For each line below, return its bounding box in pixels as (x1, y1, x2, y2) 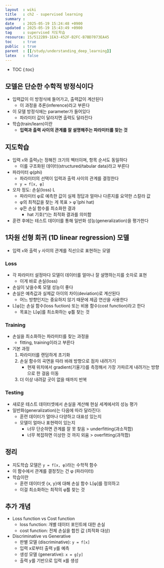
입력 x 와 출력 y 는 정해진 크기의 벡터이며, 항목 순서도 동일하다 (12, 157, 127, 163)
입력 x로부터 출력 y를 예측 (19, 545, 70, 551)
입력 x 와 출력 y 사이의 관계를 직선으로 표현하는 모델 (12, 247, 111, 253)
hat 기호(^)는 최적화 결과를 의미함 (27, 212, 92, 217)
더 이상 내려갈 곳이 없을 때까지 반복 (19, 377, 87, 382)
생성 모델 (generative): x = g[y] (19, 551, 83, 558)
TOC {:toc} (12, 67, 35, 73)
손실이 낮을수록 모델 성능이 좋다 (12, 284, 73, 290)
